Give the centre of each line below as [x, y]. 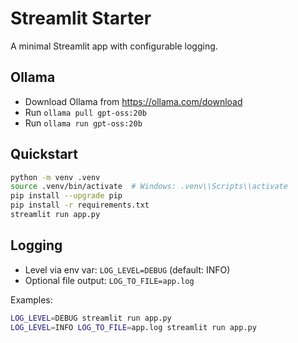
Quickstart [44, 154]
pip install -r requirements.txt [80, 205]
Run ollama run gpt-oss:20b [83, 123]
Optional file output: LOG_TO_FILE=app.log [109, 280]
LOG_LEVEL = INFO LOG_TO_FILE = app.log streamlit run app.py [133, 327]
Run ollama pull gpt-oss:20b [85, 112]
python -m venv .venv [55, 177]
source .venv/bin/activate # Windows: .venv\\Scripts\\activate [149, 187]
